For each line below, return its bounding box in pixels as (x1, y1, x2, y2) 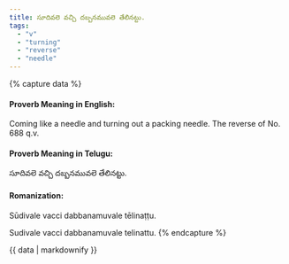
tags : (9, 21, 29, 30)
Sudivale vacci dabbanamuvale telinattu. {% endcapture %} (9, 227, 227, 237)
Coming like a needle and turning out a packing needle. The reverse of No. (9, 119, 281, 129)
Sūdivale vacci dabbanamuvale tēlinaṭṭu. (9, 210, 156, 221)
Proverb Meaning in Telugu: (9, 148, 113, 159)
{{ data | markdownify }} (9, 245, 98, 255)
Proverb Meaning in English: (9, 98, 116, 109)
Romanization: (9, 190, 65, 200)
